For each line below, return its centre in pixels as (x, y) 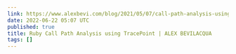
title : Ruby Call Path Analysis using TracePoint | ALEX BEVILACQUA (110, 33)
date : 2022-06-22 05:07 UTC (48, 20)
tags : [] (20, 40)
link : (15, 14)
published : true (31, 27)
